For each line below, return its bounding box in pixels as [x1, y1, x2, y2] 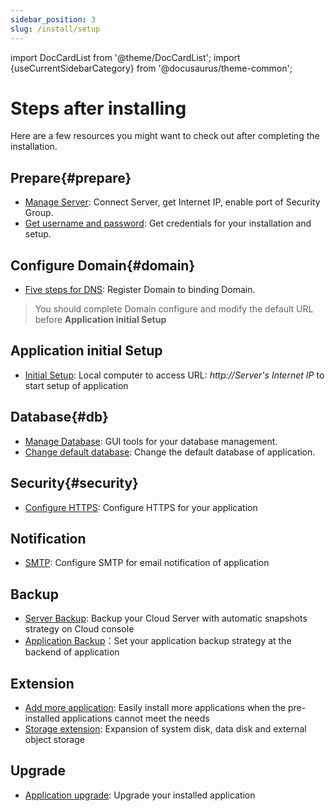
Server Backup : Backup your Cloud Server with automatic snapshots [24, 612, 308, 625]
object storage [24, 733, 85, 745]
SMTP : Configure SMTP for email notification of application [24, 557, 270, 569]
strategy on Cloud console [24, 623, 135, 635]
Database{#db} [10, 409, 109, 426]
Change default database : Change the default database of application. [24, 446, 316, 458]
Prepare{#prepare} [10, 169, 132, 186]
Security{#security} [10, 475, 139, 492]
